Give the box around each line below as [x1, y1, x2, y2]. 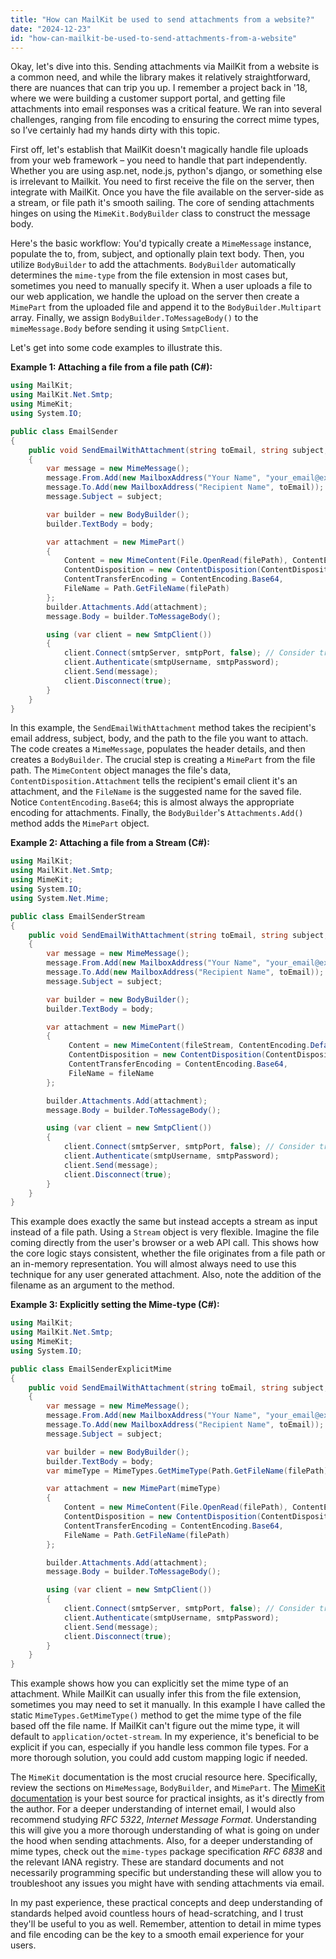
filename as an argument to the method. [10, 1279, 175, 1291]
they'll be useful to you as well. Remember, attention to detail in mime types [10, 1918, 322, 1930]
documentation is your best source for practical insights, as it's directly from [10, 1792, 325, 1805]
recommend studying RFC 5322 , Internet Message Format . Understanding [10, 1814, 317, 1826]
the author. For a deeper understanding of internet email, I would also [10, 1803, 296, 1815]
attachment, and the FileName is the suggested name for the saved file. [10, 786, 302, 798]
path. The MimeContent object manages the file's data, [10, 764, 232, 776]
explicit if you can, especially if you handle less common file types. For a [10, 1741, 309, 1753]
